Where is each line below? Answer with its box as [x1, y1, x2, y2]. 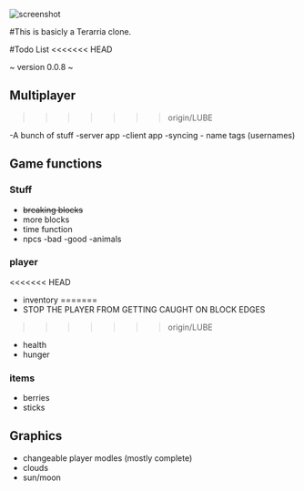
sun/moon [22, 472, 62, 483]
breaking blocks [22, 204, 84, 215]
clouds [22, 462, 48, 473]
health [22, 339, 47, 350]
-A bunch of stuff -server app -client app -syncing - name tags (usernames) [9, 129, 296, 140]
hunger [22, 349, 50, 360]
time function [22, 223, 73, 234]
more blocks [22, 214, 70, 225]
